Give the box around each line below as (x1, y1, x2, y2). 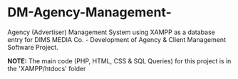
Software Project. (7, 43, 58, 51)
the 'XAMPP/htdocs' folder (7, 64, 86, 73)
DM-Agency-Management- (7, 4, 172, 21)
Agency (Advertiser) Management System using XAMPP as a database (7, 28, 215, 36)
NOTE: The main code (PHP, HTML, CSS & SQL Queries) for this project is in (7, 56, 232, 65)
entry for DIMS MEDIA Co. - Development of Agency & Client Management (7, 35, 227, 43)
